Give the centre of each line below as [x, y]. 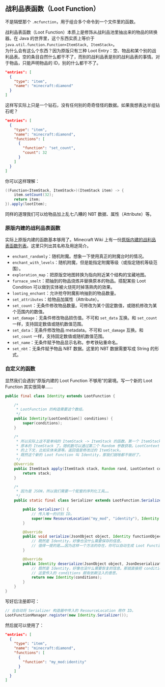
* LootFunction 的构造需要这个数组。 [51, 409]
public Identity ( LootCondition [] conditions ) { [63, 419]
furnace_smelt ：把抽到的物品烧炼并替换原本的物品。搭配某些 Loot [79, 281]
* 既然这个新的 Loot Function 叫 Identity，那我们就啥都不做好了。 [79, 455]
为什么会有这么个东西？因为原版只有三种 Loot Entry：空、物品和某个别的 [79, 50]
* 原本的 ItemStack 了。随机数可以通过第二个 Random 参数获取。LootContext [88, 446]
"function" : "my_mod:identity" [55, 662]
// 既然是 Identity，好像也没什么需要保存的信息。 [77, 541]
